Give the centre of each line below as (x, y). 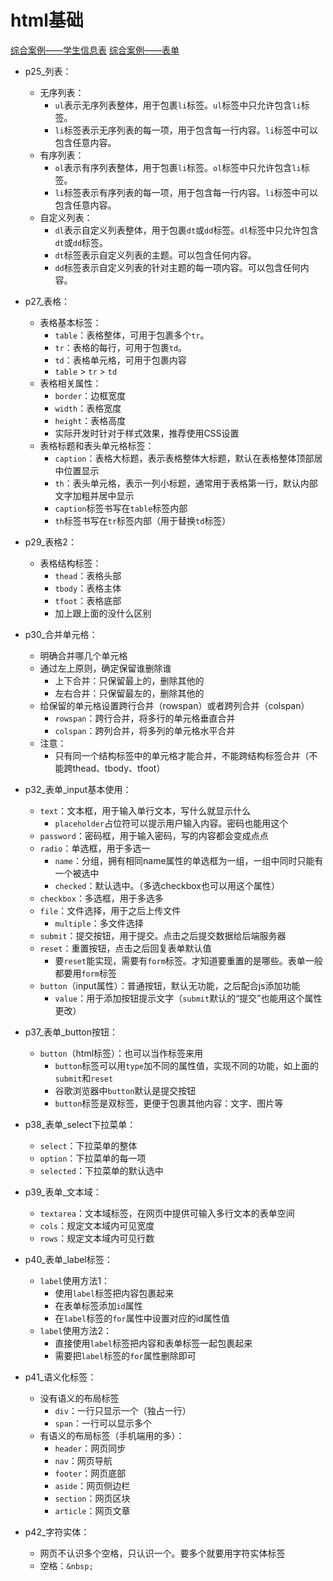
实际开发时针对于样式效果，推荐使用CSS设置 (147, 433)
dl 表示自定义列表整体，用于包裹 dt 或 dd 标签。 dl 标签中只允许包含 (186, 230)
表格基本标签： (70, 322)
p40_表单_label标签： (68, 1259)
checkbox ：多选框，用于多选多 (101, 898)
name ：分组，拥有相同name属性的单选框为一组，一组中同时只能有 (189, 860)
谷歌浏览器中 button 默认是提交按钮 (125, 1090)
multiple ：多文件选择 (99, 923)
